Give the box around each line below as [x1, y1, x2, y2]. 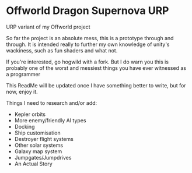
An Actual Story [14, 160, 53, 167]
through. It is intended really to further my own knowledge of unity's [6, 41, 170, 48]
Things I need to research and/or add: [6, 99, 97, 106]
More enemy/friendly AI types [14, 116, 86, 123]
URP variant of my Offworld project [6, 23, 90, 30]
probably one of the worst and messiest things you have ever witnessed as [6, 64, 187, 71]
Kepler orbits [14, 111, 46, 118]
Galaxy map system [14, 147, 62, 155]
